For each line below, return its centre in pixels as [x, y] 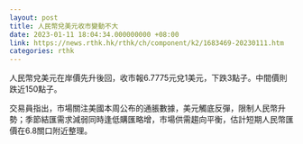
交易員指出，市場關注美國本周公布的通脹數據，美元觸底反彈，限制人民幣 [143, 108]
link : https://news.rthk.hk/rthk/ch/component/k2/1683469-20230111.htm [147, 43]
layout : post [34, 18]
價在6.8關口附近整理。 [51, 130]
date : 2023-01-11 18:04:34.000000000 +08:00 [94, 34]
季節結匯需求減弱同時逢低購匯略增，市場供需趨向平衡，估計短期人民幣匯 [159, 120]
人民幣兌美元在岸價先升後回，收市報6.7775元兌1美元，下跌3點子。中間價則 [148, 78]
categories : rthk [42, 51]
